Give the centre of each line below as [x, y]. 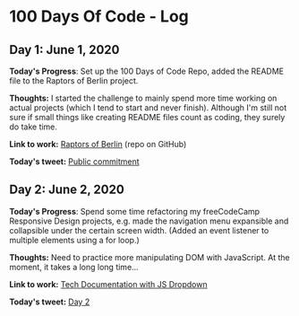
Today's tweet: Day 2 [50, 302]
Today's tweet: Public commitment [74, 162]
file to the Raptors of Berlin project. [74, 81]
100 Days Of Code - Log [99, 17]
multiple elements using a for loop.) [75, 240]
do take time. [34, 127]
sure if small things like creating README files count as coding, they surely [147, 117]
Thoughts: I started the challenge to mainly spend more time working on [143, 98]
